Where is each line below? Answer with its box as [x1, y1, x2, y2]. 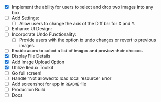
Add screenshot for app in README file [11, 81, 87, 87]
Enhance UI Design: [11, 26, 52, 32]
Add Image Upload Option [11, 59, 65, 65]
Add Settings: [11, 15, 40, 21]
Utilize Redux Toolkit [11, 64, 54, 70]
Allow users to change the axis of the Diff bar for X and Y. [19, 21, 136, 26]
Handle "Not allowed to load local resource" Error [11, 76, 112, 81]
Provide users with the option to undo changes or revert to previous [19, 37, 156, 43]
